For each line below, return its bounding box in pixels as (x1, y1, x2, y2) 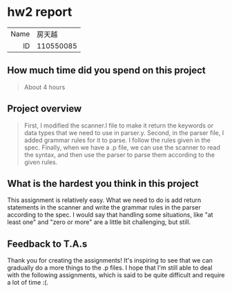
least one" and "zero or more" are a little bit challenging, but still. (7, 218, 191, 226)
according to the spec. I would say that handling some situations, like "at (7, 211, 213, 219)
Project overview (7, 103, 82, 114)
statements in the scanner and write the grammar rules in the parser (7, 203, 202, 212)
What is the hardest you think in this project (7, 177, 199, 190)
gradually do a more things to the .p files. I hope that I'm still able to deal (7, 263, 213, 272)
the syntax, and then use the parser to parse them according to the (23, 150, 215, 159)
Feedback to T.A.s (7, 238, 88, 250)
